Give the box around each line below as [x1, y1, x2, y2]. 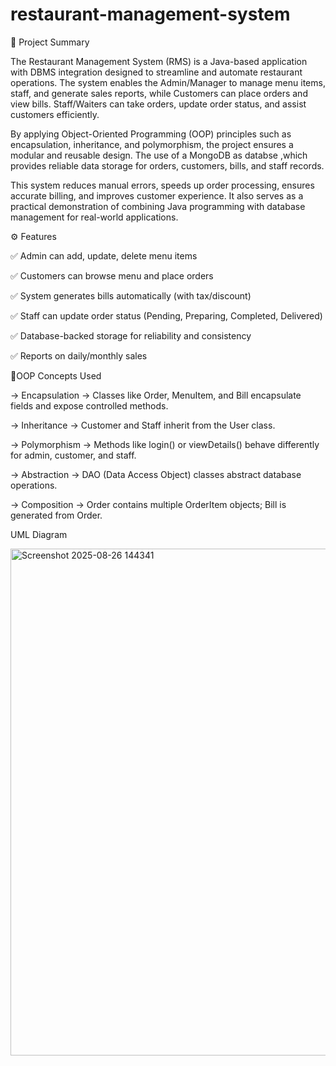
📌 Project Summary [10, 36, 90, 48]
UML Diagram [10, 528, 68, 540]
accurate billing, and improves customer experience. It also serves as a [10, 189, 304, 202]
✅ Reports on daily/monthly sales [10, 349, 148, 362]
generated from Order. [10, 509, 103, 521]
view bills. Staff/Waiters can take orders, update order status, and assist [10, 98, 307, 110]
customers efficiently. [10, 108, 100, 120]
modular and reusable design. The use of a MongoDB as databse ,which [10, 149, 308, 161]
